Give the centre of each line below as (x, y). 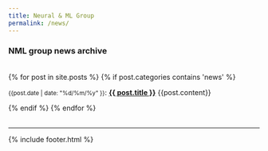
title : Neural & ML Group (51, 16)
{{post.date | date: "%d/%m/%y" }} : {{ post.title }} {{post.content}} (110, 92)
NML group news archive (58, 51)
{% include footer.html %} (51, 139)
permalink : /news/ (39, 23)
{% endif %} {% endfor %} (52, 108)
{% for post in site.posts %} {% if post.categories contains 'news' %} (122, 77)
